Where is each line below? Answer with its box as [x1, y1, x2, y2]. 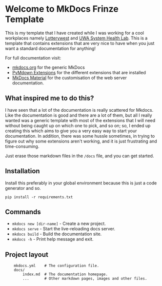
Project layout [5, 250, 49, 259]
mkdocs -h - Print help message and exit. [12, 236, 94, 242]
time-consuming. [5, 143, 40, 149]
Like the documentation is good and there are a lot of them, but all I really [5, 112, 152, 118]
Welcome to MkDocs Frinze [5, 3, 119, 15]
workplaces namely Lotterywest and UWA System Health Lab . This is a [5, 35, 148, 41]
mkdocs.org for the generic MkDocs [12, 64, 85, 70]
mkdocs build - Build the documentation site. [12, 231, 102, 237]
